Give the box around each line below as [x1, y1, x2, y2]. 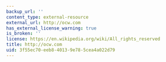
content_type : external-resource [6, 14, 89, 20]
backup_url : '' [6, 8, 44, 15]
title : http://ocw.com [6, 42, 62, 48]
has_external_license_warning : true [6, 25, 97, 31]
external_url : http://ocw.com [6, 19, 81, 25]
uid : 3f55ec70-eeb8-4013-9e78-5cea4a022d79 [6, 47, 116, 53]
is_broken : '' [6, 31, 41, 37]
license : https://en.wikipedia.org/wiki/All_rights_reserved [6, 36, 161, 42]
